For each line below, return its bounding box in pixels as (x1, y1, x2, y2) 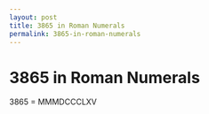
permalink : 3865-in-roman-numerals (9, 29, 141, 38)
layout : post (9, 12, 58, 22)
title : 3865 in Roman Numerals (9, 21, 125, 30)
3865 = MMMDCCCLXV (9, 96, 98, 107)
